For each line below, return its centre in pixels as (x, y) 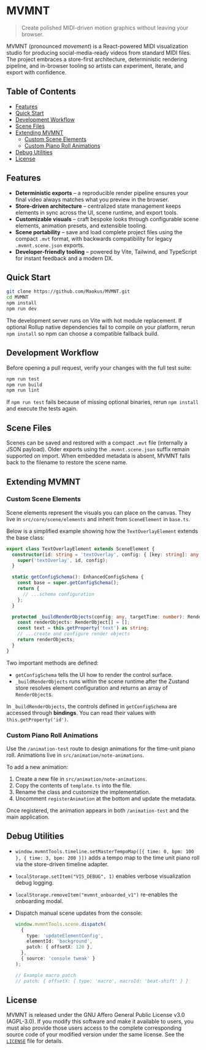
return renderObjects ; (46, 640)
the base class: (25, 537)
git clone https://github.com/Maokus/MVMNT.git (68, 292)
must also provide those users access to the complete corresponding (94, 1028)
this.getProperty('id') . (37, 719)
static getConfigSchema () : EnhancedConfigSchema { (78, 577)
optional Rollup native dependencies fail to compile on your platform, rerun (101, 327)
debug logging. (34, 882)
